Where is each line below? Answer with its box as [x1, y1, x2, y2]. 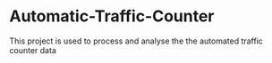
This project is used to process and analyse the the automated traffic [9, 35, 264, 46]
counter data [9, 44, 56, 55]
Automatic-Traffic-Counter [9, 6, 215, 27]
